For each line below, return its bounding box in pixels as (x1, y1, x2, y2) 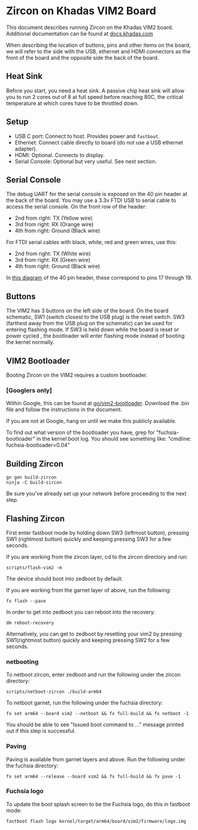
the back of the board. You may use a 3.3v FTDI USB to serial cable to (6, 197, 176, 204)
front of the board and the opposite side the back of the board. (6, 54, 159, 61)
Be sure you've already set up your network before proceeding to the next (6, 490, 187, 497)
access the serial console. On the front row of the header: (6, 203, 147, 210)
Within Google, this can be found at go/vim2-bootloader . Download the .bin (6, 400, 189, 407)
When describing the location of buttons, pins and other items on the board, (6, 41, 191, 49)
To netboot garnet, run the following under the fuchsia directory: (6, 699, 163, 706)
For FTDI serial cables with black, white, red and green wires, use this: (6, 239, 177, 246)
